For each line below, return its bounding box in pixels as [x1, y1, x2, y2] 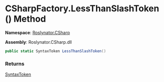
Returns [5, 60, 24, 67]
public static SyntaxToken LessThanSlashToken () [5, 49, 106, 54]
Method [13, 13, 47, 25]
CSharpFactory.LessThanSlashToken [5, 3, 160, 14]
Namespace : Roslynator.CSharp [5, 29, 70, 35]
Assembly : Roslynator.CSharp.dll [5, 39, 72, 45]
